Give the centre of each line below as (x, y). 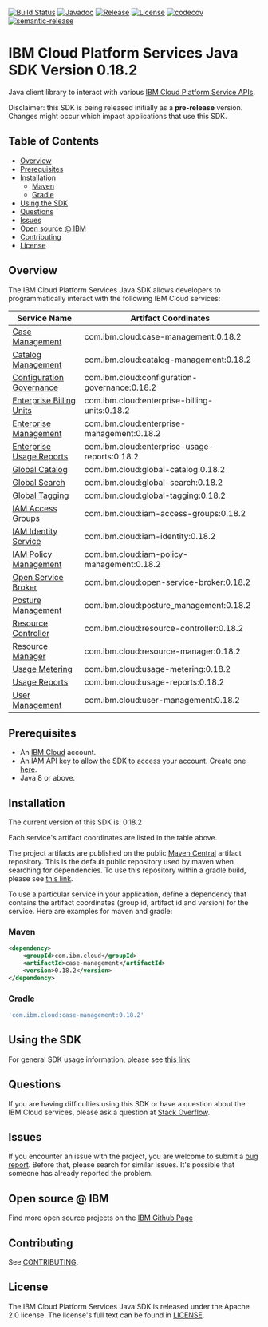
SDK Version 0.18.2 (73, 70)
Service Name (45, 318)
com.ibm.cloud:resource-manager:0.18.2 (162, 651)
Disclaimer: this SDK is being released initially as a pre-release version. (126, 107)
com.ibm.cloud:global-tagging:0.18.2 (155, 495)
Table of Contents (54, 141)
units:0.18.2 (107, 410)
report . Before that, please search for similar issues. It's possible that (122, 1165)
